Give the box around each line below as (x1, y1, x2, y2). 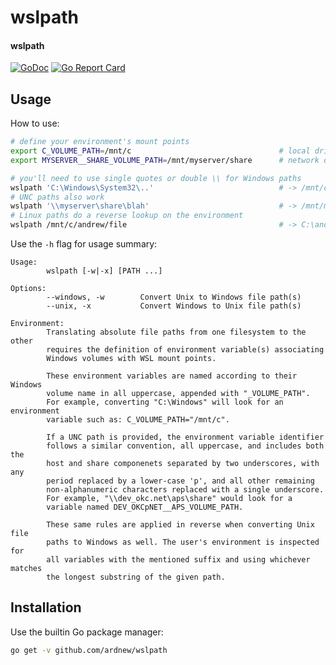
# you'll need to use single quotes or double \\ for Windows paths (10, 173, 302, 183)
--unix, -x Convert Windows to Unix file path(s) (46, 301, 302, 311)
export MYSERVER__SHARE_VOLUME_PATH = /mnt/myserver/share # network (10, 155, 320, 165)
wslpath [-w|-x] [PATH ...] (46, 266, 163, 276)
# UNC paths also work (10, 192, 105, 202)
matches (10, 564, 43, 574)
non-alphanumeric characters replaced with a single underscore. (46, 485, 325, 495)
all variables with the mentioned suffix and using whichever (46, 555, 311, 565)
